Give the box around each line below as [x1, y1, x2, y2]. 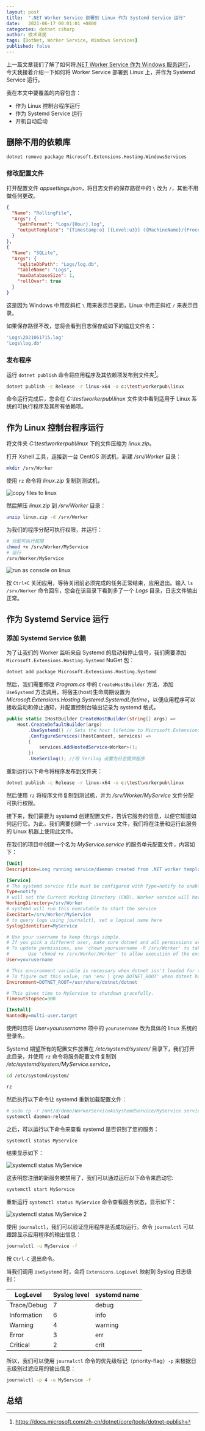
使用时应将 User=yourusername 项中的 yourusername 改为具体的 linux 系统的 [6, 1024, 198, 1032]
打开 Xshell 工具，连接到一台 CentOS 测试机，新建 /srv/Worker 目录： [6, 453, 182, 460]
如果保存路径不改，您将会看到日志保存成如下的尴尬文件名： [6, 322, 156, 330]
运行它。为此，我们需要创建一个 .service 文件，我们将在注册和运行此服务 [11, 820, 197, 827]
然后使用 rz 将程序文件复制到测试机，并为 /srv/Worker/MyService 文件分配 [6, 791, 194, 799]
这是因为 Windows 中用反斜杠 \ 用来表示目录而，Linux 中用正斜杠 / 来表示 [6, 301, 193, 309]
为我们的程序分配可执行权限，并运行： [6, 526, 103, 533]
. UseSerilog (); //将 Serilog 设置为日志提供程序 [28, 756, 145, 762]
